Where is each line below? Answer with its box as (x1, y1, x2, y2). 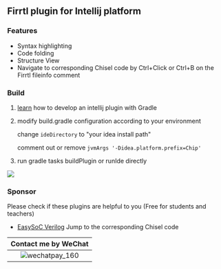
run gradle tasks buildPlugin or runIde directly (17, 156, 147, 165)
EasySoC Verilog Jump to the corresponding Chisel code (17, 223, 179, 231)
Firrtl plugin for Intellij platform (7, 5, 141, 17)
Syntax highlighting (17, 41, 72, 50)
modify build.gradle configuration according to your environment (17, 117, 201, 125)
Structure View (17, 56, 60, 65)
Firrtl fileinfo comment (17, 71, 81, 79)
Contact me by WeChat (10, 239, 89, 249)
